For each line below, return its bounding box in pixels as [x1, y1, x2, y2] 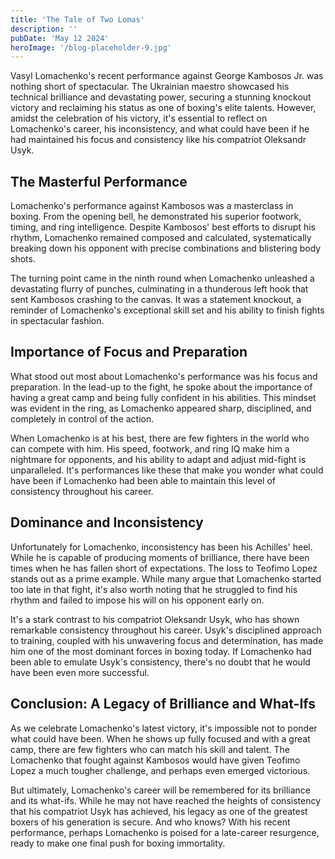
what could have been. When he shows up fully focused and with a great [10, 732, 311, 745]
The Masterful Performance [10, 173, 188, 190]
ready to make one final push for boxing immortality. [10, 837, 226, 849]
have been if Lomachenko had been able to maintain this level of [10, 474, 276, 486]
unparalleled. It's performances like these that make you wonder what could [10, 464, 324, 476]
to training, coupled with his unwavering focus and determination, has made [10, 634, 324, 646]
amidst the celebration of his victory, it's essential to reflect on [10, 112, 268, 125]
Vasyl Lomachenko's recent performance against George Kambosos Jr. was [10, 70, 324, 82]
